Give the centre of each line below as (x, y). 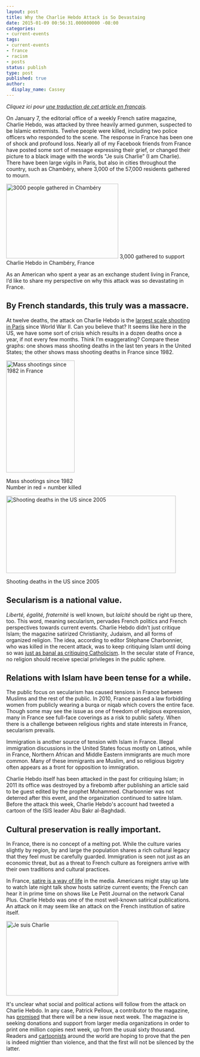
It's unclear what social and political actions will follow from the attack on (96, 1004)
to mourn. (18, 175)
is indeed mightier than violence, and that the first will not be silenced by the (100, 1042)
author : (16, 84)
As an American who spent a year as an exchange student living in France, (98, 274)
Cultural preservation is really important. (84, 830)
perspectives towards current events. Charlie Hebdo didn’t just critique (93, 627)
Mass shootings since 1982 (40, 481)
